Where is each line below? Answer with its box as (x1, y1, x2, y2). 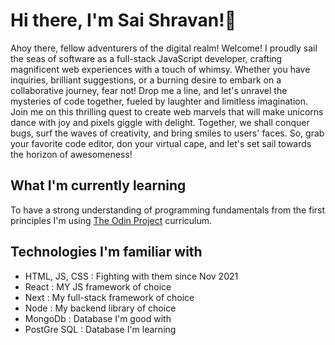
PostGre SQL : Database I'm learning (24, 323, 177, 335)
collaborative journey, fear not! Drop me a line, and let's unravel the (10, 84, 288, 96)
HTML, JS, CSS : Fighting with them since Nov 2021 (24, 270, 239, 282)
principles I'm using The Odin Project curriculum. (10, 214, 213, 226)
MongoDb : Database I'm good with (24, 312, 172, 324)
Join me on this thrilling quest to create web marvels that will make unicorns (10, 105, 324, 118)
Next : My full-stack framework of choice (24, 291, 195, 303)
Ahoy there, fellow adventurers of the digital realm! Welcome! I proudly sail (10, 42, 318, 54)
